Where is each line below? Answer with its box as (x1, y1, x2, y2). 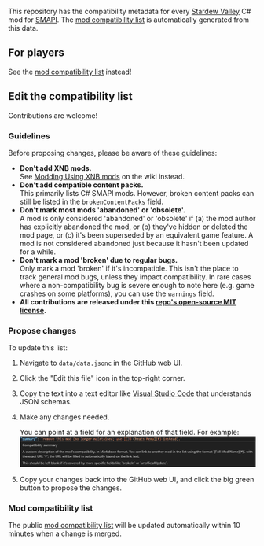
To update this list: (8, 343, 68, 352)
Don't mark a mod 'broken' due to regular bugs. (19, 255, 178, 264)
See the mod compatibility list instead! (8, 67, 132, 76)
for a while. (19, 247, 57, 256)
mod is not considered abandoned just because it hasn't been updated (19, 238, 249, 248)
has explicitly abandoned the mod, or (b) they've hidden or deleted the (19, 222, 248, 231)
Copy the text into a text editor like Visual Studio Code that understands (19, 389, 251, 398)
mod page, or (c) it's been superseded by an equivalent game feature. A (19, 230, 254, 239)
